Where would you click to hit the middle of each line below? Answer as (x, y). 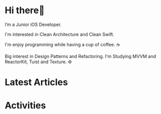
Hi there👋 (25, 10)
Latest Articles (36, 82)
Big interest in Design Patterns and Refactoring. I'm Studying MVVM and (80, 56)
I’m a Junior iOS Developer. (33, 24)
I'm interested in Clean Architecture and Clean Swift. (60, 34)
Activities (25, 106)
